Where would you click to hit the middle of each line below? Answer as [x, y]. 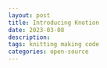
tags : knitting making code [54, 45]
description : [29, 37]
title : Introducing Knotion [54, 23]
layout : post [29, 15]
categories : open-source [48, 52]
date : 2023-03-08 [36, 30]
